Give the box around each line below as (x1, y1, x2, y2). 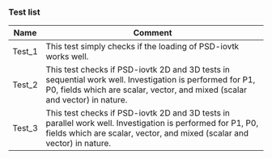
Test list (8, 6, 40, 18)
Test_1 (12, 46, 38, 57)
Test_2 (12, 79, 38, 90)
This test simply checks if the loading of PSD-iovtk (45, 41, 240, 52)
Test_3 (12, 123, 38, 134)
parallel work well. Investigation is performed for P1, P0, (45, 118, 259, 129)
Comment (133, 27, 172, 39)
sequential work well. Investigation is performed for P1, (45, 74, 256, 86)
